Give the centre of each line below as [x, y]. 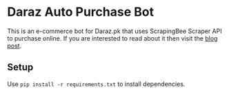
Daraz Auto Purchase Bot [80, 12]
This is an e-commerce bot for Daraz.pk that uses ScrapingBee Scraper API [114, 31]
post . [14, 45]
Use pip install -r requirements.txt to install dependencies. [96, 84]
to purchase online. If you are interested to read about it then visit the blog [112, 38]
